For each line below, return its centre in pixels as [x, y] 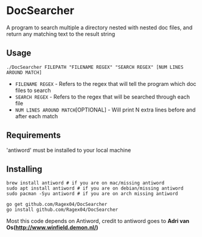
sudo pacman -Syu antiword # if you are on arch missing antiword [92, 194]
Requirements [33, 136]
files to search [33, 90]
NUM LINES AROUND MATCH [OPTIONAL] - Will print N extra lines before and [105, 110]
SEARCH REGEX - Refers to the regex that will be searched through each [103, 97]
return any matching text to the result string [61, 34]
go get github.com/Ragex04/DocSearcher [57, 205]
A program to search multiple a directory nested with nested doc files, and [99, 27]
